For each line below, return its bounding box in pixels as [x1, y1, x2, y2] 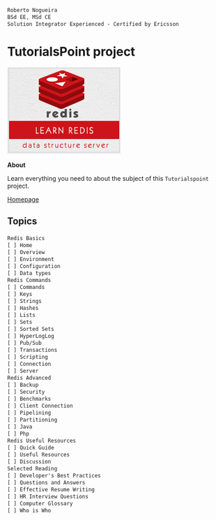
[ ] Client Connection [7, 402, 73, 409]
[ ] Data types [7, 269, 52, 276]
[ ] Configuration [7, 262, 61, 269]
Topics [7, 216, 38, 228]
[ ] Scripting [7, 353, 49, 360]
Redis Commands [7, 276, 52, 283]
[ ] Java [7, 423, 33, 430]
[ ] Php [7, 430, 30, 437]
